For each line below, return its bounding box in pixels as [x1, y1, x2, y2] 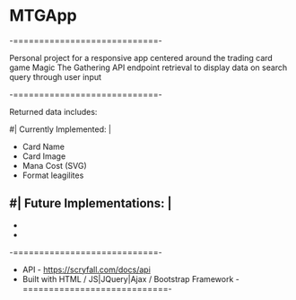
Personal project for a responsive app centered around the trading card [9, 52, 274, 63]
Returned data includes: [9, 106, 98, 117]
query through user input [9, 71, 101, 82]
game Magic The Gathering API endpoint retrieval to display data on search [9, 62, 288, 73]
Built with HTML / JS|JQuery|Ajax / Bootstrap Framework [22, 273, 234, 284]
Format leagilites [22, 170, 84, 181]
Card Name [22, 141, 65, 152]
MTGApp [9, 5, 78, 26]
